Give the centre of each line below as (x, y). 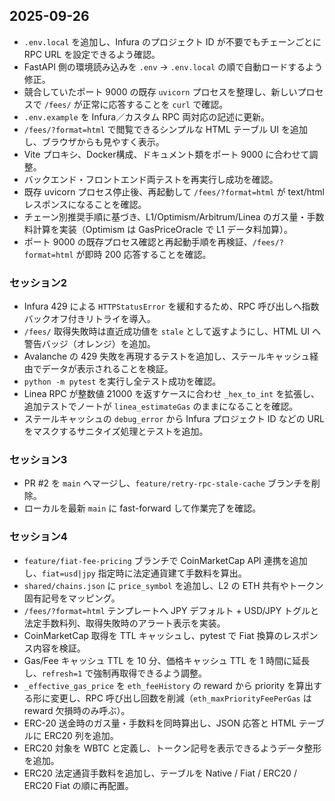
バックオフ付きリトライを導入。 (89, 319)
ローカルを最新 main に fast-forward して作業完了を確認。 (142, 508)
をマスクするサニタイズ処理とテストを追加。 (116, 431)
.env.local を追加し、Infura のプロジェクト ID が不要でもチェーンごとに (172, 41)
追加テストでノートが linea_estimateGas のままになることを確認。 (161, 406)
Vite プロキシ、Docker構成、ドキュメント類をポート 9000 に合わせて (166, 154)
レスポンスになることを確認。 (85, 204)
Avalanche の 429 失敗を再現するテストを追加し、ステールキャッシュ (167, 356)
